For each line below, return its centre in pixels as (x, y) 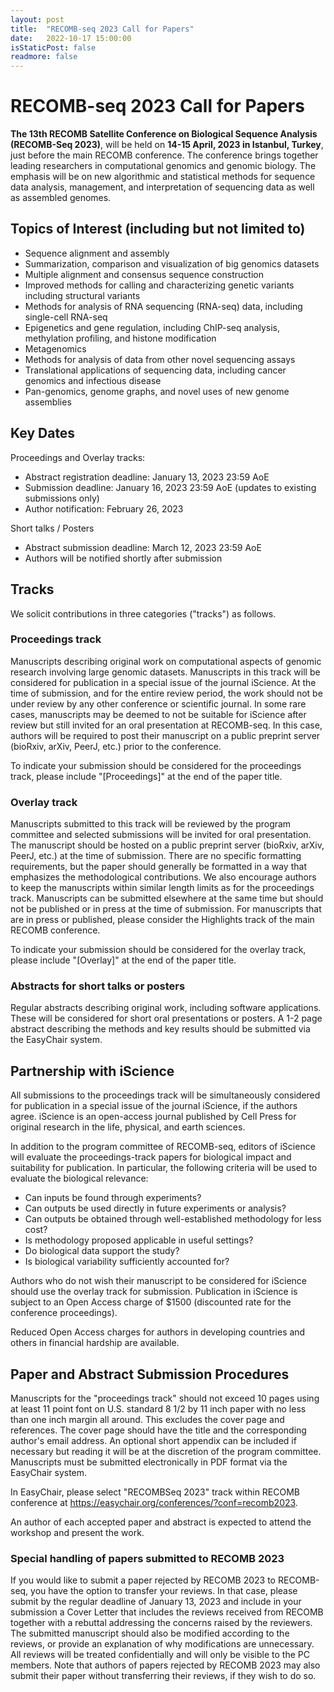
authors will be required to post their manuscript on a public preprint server (165, 735)
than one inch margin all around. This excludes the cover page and (147, 1420)
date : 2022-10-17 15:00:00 (71, 38)
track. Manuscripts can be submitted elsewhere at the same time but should (167, 898)
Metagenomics (55, 348)
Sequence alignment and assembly (97, 253)
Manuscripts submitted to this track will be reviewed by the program (151, 824)
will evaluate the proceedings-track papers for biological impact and (151, 1157)
